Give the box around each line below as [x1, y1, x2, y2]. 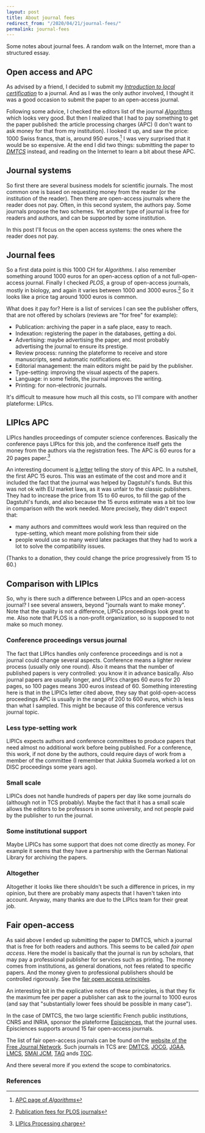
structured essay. [6, 49, 50, 57]
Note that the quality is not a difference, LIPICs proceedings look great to [6, 608, 190, 615]
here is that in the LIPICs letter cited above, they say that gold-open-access [6, 689, 196, 696]
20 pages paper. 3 [6, 453, 51, 461]
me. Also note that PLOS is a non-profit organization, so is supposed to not [6, 614, 195, 622]
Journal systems [6, 165, 71, 176]
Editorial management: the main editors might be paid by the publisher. [15, 362, 193, 369]
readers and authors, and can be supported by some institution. [6, 214, 167, 221]
